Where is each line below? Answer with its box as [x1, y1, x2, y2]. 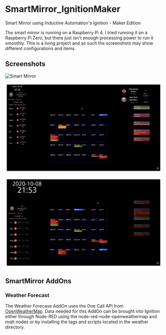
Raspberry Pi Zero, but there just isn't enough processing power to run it [5, 35, 154, 41]
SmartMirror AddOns [5, 277, 72, 285]
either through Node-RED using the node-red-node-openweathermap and [5, 314, 158, 320]
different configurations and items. [5, 45, 76, 51]
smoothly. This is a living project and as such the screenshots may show [5, 40, 153, 46]
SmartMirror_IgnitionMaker [5, 3, 121, 15]
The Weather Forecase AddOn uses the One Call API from [5, 303, 124, 309]
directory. [5, 324, 25, 330]
